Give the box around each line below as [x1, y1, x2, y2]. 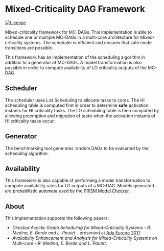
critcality [5, 39, 23, 45]
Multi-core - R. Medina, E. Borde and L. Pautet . [12, 240, 107, 246]
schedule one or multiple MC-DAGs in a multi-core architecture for [5, 34, 140, 40]
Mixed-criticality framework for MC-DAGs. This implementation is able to [5, 29, 152, 35]
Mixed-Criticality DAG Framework [5, 3, 145, 15]
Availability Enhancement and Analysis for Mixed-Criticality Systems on [12, 235, 158, 241]
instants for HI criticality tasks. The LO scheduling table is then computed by [5, 107, 159, 113]
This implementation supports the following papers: [5, 215, 109, 221]
